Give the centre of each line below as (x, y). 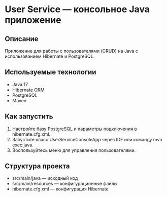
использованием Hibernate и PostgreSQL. (50, 56)
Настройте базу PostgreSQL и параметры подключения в (74, 129)
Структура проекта (37, 166)
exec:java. (23, 145)
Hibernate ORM (28, 90)
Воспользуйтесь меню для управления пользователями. (74, 150)
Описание (22, 39)
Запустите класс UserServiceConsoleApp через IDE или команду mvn (87, 139)
